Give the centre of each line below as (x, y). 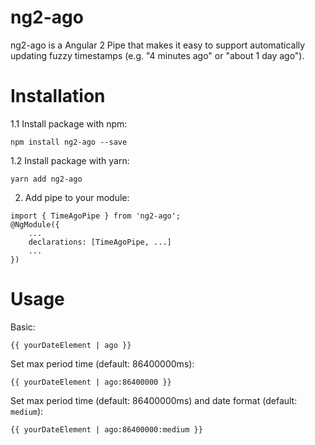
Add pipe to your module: (77, 197)
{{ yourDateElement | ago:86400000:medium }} (106, 429)
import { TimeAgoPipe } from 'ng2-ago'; (96, 216)
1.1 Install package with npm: (69, 123)
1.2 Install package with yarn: (70, 160)
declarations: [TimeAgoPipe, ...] (100, 242)
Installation (58, 96)
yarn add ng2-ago (46, 179)
